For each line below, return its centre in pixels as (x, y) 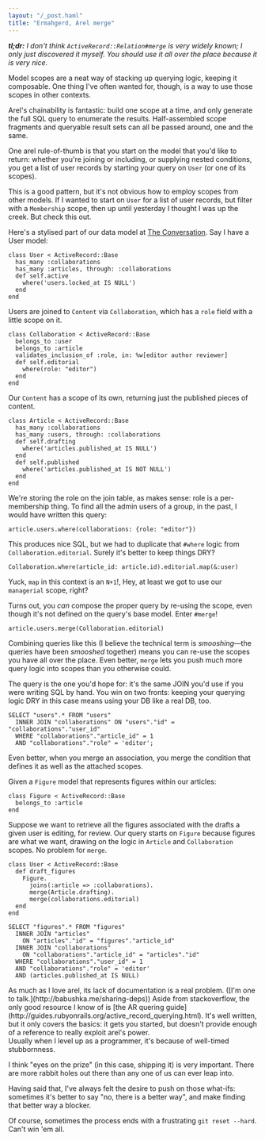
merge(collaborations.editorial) (84, 899)
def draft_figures (46, 871)
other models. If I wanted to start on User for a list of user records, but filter (131, 200)
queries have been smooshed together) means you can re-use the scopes (129, 651)
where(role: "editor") (60, 369)
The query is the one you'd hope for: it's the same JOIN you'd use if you (126, 684)
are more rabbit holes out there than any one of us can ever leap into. (121, 1073)
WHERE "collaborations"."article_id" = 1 (85, 736)
